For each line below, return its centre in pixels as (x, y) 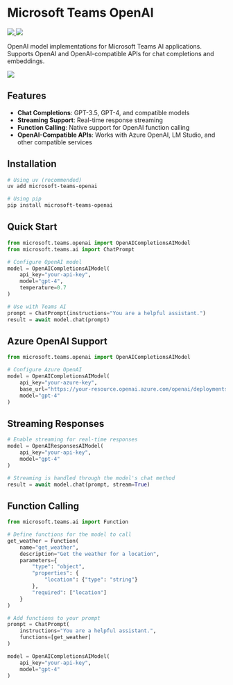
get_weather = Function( (43, 541)
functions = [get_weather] (55, 637)
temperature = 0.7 (43, 288)
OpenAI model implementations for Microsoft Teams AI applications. (105, 46)
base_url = (34, 389)
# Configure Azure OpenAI (44, 370)
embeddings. (26, 61)
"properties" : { (55, 573)
